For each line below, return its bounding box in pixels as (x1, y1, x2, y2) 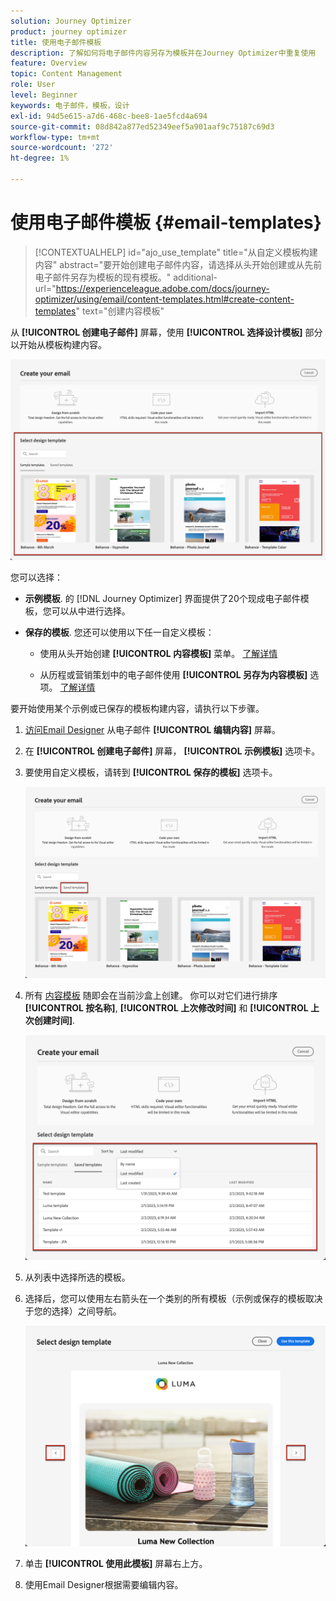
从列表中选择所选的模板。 (24, 1271, 131, 1284)
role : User (10, 80, 56, 90)
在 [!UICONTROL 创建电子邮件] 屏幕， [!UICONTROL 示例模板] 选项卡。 (24, 745, 321, 757)
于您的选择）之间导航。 (24, 1305, 122, 1317)
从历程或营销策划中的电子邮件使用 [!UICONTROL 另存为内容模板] (39, 669, 308, 681)
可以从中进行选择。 (51, 605, 131, 617)
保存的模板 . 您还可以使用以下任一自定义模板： (24, 626, 215, 639)
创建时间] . (33, 1015, 76, 1027)
